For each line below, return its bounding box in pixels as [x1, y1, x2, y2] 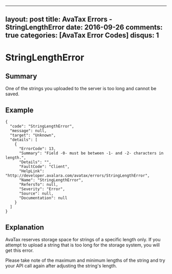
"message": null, [10, 129, 47, 134]
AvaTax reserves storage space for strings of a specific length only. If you [5, 237, 161, 243]
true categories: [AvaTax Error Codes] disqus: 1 [5, 31, 159, 40]
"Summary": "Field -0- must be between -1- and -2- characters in [18, 151, 164, 156]
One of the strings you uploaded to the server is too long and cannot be [5, 86, 157, 92]
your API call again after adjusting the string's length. [5, 263, 117, 269]
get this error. [5, 247, 34, 254]
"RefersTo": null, [18, 182, 58, 187]
